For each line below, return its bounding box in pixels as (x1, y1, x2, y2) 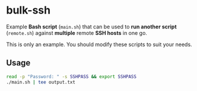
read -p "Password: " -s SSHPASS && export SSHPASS (6, 73, 136, 80)
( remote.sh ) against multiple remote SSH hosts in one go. (6, 29, 147, 36)
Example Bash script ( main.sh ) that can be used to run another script (6, 23, 177, 30)
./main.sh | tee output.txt (6, 79, 76, 85)
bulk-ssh (6, 4, 51, 17)
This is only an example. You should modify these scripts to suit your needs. (6, 41, 192, 48)
